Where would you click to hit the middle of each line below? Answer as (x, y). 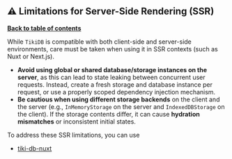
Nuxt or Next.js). (31, 56)
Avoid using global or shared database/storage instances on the (112, 69)
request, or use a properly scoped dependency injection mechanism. (116, 92)
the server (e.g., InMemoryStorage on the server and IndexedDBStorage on (121, 106)
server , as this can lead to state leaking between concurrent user (111, 77)
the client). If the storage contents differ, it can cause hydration (108, 114)
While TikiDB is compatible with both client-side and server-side (99, 42)
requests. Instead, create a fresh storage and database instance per (115, 84)
